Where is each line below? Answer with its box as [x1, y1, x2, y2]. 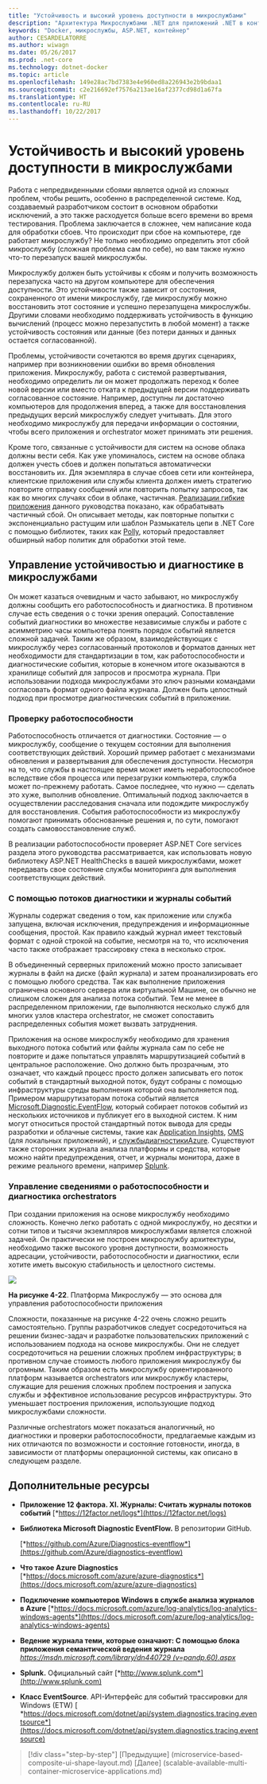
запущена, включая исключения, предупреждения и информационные [8, 919, 250, 929]
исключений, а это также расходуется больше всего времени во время [8, 210, 253, 219]
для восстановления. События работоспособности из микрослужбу [8, 807, 241, 817]
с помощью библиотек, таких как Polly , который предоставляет [8, 526, 225, 536]
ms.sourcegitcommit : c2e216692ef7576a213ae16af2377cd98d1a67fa [8, 85, 222, 94]
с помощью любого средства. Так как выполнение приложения [8, 977, 226, 986]
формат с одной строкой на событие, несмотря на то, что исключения [8, 936, 249, 946]
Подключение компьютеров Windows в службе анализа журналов [19, 1595, 255, 1605]
